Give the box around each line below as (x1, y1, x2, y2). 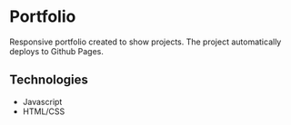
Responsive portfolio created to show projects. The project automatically (9, 36, 282, 47)
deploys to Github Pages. (9, 45, 105, 56)
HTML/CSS (22, 106, 65, 117)
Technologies (9, 72, 89, 88)
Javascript (22, 96, 63, 107)
